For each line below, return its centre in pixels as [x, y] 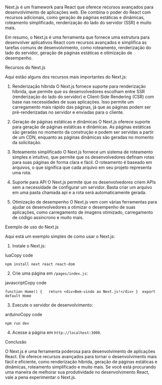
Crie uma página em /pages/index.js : [50, 273]
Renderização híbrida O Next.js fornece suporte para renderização [79, 86]
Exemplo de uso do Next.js [32, 227]
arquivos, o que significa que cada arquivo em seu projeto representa [82, 167]
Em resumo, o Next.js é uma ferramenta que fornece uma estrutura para [77, 37]
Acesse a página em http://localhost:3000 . [56, 332]
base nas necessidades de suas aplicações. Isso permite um [73, 102]
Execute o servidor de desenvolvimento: [53, 305]
